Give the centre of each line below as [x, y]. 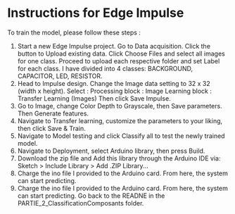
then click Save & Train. [51, 128]
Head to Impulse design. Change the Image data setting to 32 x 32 [114, 83]
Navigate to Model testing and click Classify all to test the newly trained [121, 136]
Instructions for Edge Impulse [96, 13]
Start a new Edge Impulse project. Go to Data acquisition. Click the [114, 46]
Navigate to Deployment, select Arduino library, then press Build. [111, 151]
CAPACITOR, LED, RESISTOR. [60, 76]
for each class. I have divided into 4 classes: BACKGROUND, [105, 68]
